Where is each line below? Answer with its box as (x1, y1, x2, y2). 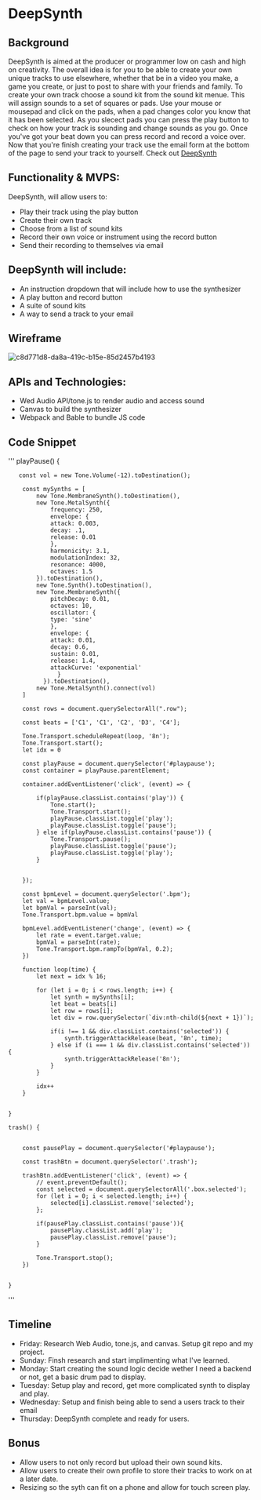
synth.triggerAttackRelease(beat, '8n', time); (63, 1035, 223, 1043)
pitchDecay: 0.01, (49, 595, 111, 603)
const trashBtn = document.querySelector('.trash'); (22, 1158, 198, 1166)
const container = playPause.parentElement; (22, 766, 170, 775)
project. (19, 1347, 45, 1356)
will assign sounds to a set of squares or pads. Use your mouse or (8, 99, 222, 107)
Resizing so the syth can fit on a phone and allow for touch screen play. (19, 1482, 251, 1491)
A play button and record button (19, 292, 123, 302)
